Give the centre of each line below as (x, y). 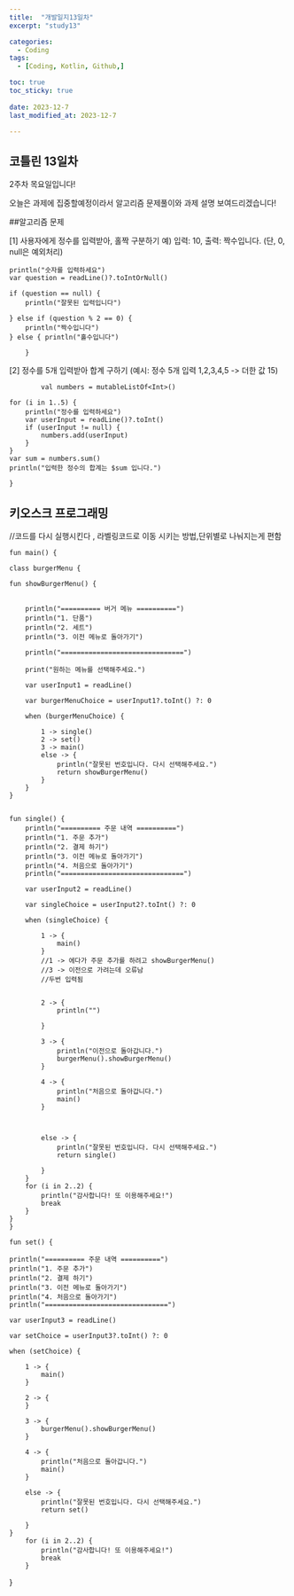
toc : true (27, 82)
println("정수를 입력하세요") (73, 412)
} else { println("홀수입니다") (64, 338)
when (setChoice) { (45, 1351)
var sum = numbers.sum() (55, 459)
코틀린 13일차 (44, 161)
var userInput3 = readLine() (63, 1320)
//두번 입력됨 (62, 980)
